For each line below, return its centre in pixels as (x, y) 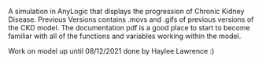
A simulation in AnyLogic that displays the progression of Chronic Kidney (126, 11)
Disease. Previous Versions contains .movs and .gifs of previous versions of (131, 19)
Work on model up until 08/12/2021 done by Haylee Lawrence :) (111, 51)
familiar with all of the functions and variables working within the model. (125, 36)
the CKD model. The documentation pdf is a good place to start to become (129, 28)
